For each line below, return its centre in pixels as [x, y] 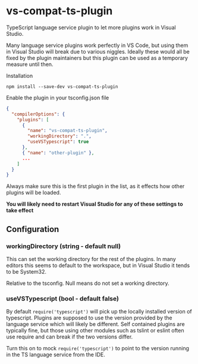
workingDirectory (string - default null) [64, 246]
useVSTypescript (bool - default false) [62, 299]
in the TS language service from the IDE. [56, 354]
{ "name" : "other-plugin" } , [58, 153]
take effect [20, 211]
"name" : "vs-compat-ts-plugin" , [68, 131]
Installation [20, 76]
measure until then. [30, 64]
